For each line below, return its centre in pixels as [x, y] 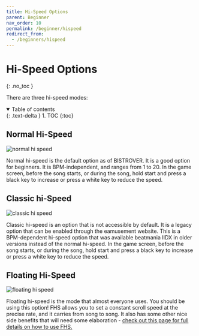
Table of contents [33, 109]
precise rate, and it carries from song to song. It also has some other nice [97, 314]
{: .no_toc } [20, 86]
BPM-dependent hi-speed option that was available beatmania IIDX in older [99, 237]
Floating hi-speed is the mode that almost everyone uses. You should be [96, 301]
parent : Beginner [28, 17]
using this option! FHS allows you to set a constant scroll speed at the [92, 308]
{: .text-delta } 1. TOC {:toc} [40, 115]
